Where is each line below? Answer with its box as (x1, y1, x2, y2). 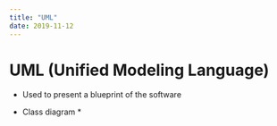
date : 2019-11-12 (9, 21, 74, 30)
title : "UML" (9, 13, 58, 22)
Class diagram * (21, 106, 82, 117)
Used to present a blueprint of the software (21, 89, 181, 100)
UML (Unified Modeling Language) (9, 60, 270, 80)
